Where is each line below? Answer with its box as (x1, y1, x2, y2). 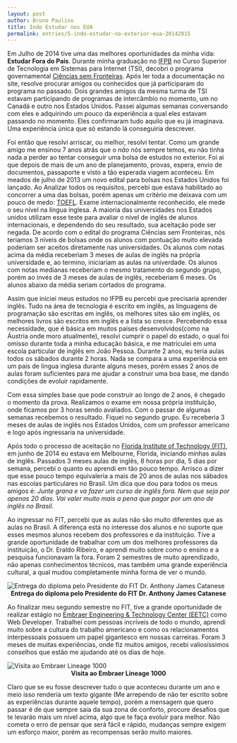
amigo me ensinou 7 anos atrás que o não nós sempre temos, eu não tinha (7, 145, 224, 154)
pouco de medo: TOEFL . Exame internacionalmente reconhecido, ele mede (7, 198, 226, 207)
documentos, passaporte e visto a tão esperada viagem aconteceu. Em (7, 168, 214, 177)
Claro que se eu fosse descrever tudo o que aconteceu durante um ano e (7, 683, 221, 691)
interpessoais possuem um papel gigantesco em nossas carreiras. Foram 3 (7, 633, 226, 641)
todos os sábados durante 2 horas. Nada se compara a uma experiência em (7, 355, 228, 363)
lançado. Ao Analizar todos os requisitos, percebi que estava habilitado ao (7, 183, 223, 191)
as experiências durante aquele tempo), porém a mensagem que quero (7, 698, 214, 706)
